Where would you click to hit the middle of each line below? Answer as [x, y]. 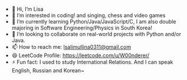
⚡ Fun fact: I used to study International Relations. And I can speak [92, 62]
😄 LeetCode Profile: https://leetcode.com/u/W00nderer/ [80, 55]
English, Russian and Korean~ [48, 70]
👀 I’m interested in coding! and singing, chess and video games [88, 15]
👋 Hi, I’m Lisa [27, 9]
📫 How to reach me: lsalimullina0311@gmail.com [71, 47]
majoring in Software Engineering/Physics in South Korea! [82, 28]
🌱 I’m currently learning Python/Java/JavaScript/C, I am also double [94, 21]
